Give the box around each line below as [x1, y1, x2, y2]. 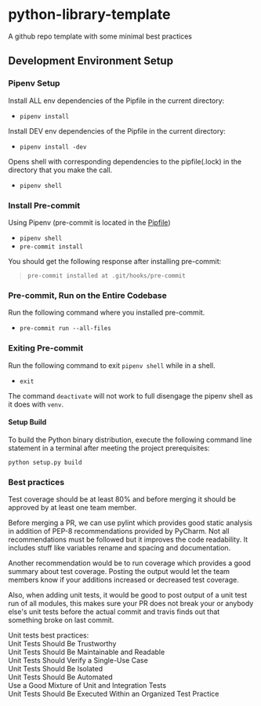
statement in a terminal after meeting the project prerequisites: [8, 443, 210, 453]
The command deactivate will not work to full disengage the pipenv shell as [8, 391, 253, 400]
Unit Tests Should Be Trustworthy [8, 639, 117, 649]
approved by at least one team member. [8, 503, 137, 513]
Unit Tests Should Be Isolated [8, 664, 103, 674]
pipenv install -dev [19, 143, 87, 151]
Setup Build [8, 417, 47, 427]
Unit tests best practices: [8, 631, 89, 640]
